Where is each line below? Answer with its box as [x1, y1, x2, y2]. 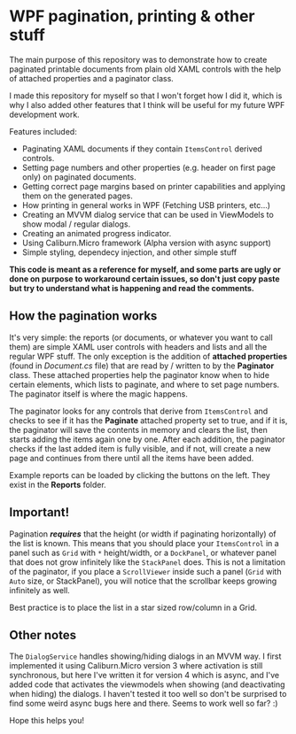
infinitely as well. [9, 584, 71, 595]
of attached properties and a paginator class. [9, 73, 175, 83]
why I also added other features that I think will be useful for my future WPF [9, 99, 285, 110]
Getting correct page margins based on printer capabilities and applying [21, 181, 286, 191]
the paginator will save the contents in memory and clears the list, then [9, 424, 268, 435]
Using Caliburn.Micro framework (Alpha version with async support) [21, 237, 272, 248]
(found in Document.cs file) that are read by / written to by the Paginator [9, 360, 275, 371]
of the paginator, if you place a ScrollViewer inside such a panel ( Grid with [9, 566, 282, 576]
